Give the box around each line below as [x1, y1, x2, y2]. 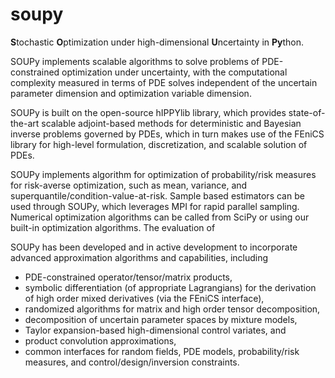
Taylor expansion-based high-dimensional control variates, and [24, 324, 287, 336]
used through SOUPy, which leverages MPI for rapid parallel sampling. [10, 200, 300, 212]
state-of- [288, 106, 326, 118]
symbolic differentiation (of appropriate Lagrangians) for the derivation [24, 281, 317, 293]
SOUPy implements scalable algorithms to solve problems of [10, 55, 260, 67]
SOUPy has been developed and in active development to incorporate [10, 241, 298, 253]
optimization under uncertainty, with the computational [61, 66, 288, 78]
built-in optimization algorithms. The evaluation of [10, 221, 216, 233]
